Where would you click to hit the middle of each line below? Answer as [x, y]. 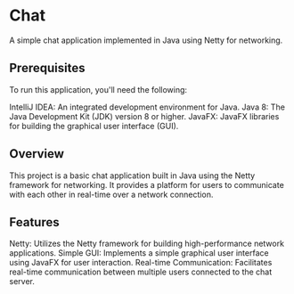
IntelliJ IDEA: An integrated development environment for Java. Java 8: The [147, 107]
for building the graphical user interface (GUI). [94, 126]
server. [22, 282]
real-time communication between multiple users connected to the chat [141, 272]
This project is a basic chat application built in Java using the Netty [132, 176]
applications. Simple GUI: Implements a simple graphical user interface [139, 253]
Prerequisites [47, 68]
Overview [37, 154]
